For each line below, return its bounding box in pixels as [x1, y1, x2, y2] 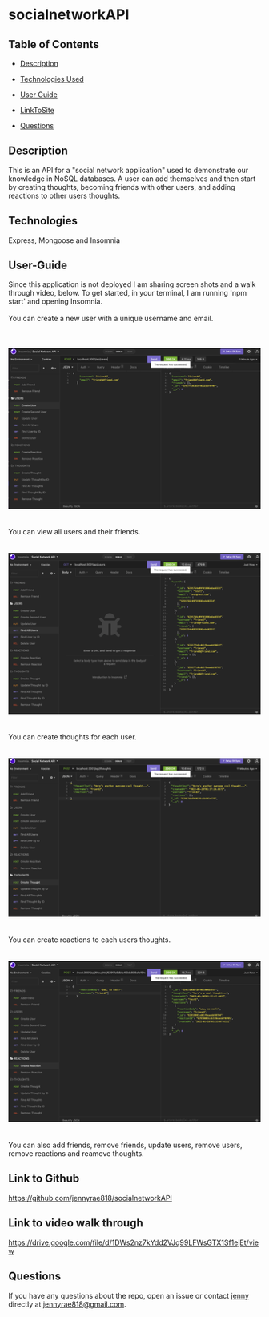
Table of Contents [8, 38, 100, 51]
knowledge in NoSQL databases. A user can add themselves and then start [8, 174, 256, 183]
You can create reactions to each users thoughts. [8, 935, 171, 944]
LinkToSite [19, 106, 54, 115]
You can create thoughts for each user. [8, 731, 138, 742]
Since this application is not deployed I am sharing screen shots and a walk [8, 280, 256, 289]
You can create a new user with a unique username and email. [8, 314, 214, 324]
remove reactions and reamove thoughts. [8, 1149, 144, 1158]
